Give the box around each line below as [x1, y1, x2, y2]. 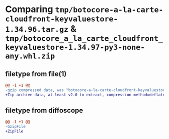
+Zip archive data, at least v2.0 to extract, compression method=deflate [5, 92, 165, 97]
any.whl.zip [5, 51, 55, 61]
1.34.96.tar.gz [5, 25, 69, 34]
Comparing [5, 4, 53, 15]
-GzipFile [5, 124, 26, 129]
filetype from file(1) [5, 69, 67, 78]
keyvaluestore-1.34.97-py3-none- [5, 43, 145, 52]
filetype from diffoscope [5, 106, 83, 115]
